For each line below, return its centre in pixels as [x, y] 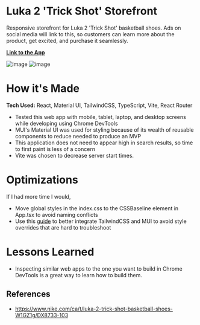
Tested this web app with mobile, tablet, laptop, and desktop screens [101, 117]
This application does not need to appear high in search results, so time [104, 143]
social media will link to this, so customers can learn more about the [90, 34]
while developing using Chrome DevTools [67, 123]
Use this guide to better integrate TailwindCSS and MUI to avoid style [101, 221]
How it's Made [43, 88]
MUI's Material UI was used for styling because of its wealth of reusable [104, 130]
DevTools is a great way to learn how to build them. [79, 275]
